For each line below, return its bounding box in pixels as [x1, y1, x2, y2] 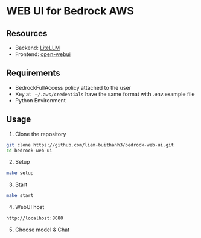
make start [6, 193, 34, 199]
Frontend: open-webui [14, 51, 71, 58]
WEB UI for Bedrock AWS [6, 4, 135, 18]
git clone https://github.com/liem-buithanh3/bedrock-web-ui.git [6, 142, 174, 148]
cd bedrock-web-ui [6, 148, 53, 154]
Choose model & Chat [14, 226, 70, 233]
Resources [6, 28, 48, 39]
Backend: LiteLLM [14, 44, 60, 51]
